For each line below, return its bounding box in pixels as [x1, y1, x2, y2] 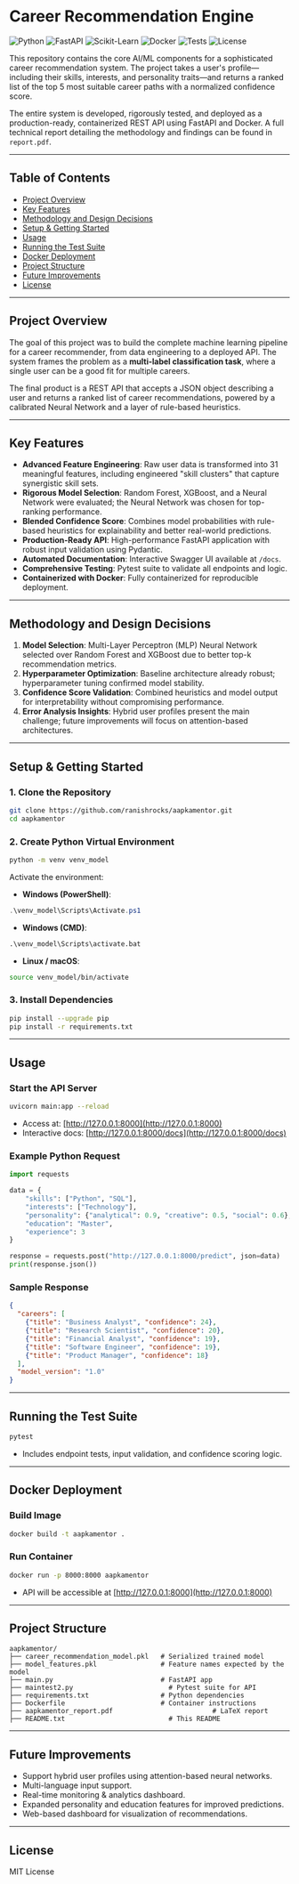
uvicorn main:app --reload [9, 1102, 109, 1112]
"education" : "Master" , [25, 1219, 114, 1228]
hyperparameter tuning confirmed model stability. [21, 678, 205, 689]
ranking [21, 506, 51, 517]
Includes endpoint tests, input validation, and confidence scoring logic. [21, 1448, 283, 1459]
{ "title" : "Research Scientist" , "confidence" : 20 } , [25, 1326, 225, 1335]
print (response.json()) [9, 1260, 98, 1269]
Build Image [9, 1509, 62, 1522]
